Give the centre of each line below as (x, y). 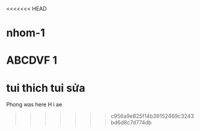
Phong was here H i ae (34, 105)
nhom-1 (26, 33)
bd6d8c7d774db (131, 123)
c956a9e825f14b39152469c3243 (152, 116)
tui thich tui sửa (46, 88)
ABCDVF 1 (32, 60)
